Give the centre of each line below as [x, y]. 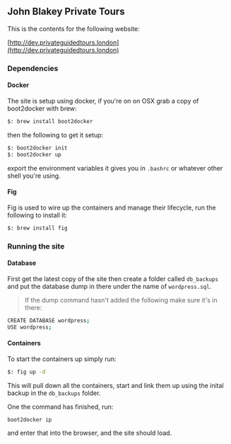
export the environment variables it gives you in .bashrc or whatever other [115, 168]
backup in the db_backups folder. [54, 393]
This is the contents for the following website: [73, 28]
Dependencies [33, 68]
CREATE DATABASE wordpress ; [49, 320]
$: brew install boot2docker [50, 121]
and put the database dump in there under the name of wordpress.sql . [109, 286]
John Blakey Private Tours [66, 12]
